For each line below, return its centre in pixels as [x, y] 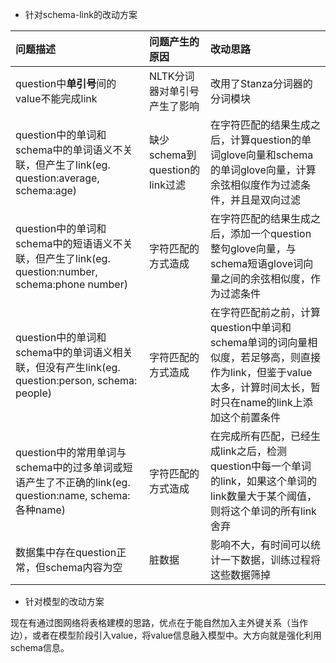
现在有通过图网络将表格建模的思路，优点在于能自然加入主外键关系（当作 [159, 622]
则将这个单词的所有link [263, 511]
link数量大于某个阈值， [263, 496]
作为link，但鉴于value [261, 372]
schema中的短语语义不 [69, 243]
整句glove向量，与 [253, 248]
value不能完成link [56, 98]
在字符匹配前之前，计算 [265, 312]
